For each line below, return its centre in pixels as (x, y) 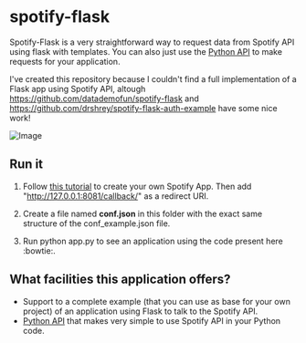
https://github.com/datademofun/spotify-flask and (104, 99)
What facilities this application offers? (120, 280)
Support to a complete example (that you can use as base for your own (156, 301)
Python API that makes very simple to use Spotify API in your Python (152, 320)
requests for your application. (65, 61)
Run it (26, 165)
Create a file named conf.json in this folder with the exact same (142, 213)
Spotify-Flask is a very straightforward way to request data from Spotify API (152, 42)
